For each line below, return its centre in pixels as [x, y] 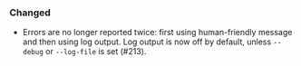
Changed [30, 13]
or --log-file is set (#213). [96, 52]
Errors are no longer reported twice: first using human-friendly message [157, 33]
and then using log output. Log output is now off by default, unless [147, 42]
